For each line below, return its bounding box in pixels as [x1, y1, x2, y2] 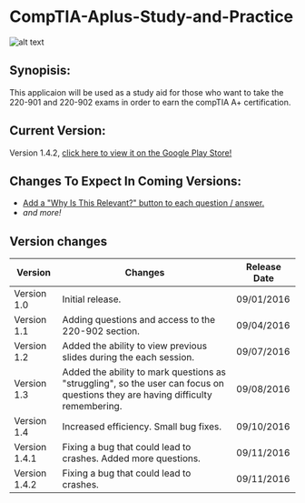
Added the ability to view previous [62, 339, 207, 352]
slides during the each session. [62, 351, 195, 364]
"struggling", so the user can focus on [62, 377, 224, 390]
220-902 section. [62, 325, 141, 337]
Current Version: [9, 123, 106, 138]
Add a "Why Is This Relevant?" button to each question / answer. [22, 197, 265, 208]
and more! [22, 207, 62, 218]
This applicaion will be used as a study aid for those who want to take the [9, 86, 284, 97]
